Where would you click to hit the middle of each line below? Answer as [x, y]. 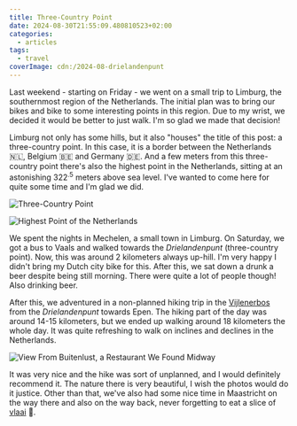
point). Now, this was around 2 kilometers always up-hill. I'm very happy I [143, 257]
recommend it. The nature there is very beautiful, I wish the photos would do [149, 383]
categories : [31, 34]
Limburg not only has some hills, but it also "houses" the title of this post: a [146, 137]
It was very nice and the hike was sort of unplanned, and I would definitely [145, 374]
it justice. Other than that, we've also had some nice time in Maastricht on [143, 393]
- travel [33, 58]
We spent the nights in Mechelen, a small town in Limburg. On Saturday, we [147, 238]
